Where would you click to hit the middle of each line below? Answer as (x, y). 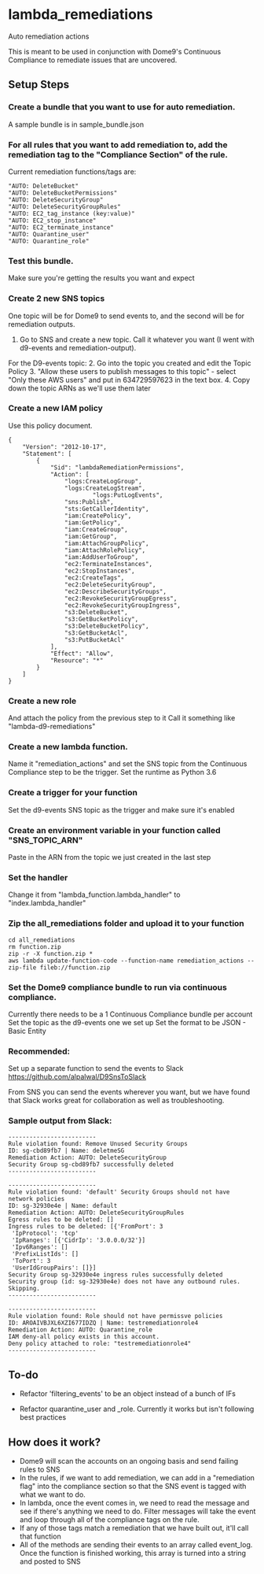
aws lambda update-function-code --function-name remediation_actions (126, 961)
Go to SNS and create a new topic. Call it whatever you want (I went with (137, 339)
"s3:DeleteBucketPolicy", (106, 626)
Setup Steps (38, 85)
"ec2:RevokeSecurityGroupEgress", (121, 598)
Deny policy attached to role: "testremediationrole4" (100, 1344)
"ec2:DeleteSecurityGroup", (110, 584)
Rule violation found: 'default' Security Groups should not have (119, 1192)
